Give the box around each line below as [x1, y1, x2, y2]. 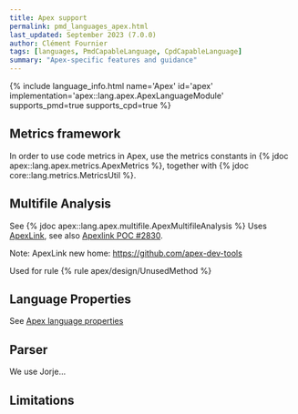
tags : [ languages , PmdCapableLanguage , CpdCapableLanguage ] [9, 47, 243, 56]
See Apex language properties [9, 316, 124, 327]
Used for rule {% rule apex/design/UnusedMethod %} [9, 265, 212, 276]
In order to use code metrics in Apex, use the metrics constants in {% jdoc [9, 150, 289, 161]
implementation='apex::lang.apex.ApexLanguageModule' [9, 90, 224, 101]
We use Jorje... [9, 366, 67, 378]
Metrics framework [9, 126, 121, 142]
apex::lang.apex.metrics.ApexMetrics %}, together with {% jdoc [9, 160, 249, 171]
